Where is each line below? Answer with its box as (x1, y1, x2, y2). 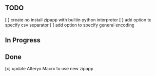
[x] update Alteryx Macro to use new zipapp (5, 66, 94, 72)
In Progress (5, 36, 40, 44)
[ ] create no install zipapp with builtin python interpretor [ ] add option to (5, 17, 152, 22)
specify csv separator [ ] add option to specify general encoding (5, 22, 135, 28)
